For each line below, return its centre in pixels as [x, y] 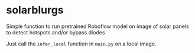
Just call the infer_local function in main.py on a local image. [81, 44]
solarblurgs [35, 10]
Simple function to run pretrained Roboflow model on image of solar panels [97, 26]
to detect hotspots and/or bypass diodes [56, 32]
